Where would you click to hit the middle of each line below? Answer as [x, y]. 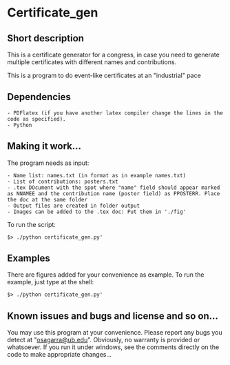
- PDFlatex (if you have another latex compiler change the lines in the [115, 113]
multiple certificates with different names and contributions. [92, 62]
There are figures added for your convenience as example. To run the [106, 275]
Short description [46, 38]
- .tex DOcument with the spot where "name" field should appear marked [114, 188]
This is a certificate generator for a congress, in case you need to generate [114, 55]
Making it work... [44, 146]
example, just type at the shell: [51, 282]
